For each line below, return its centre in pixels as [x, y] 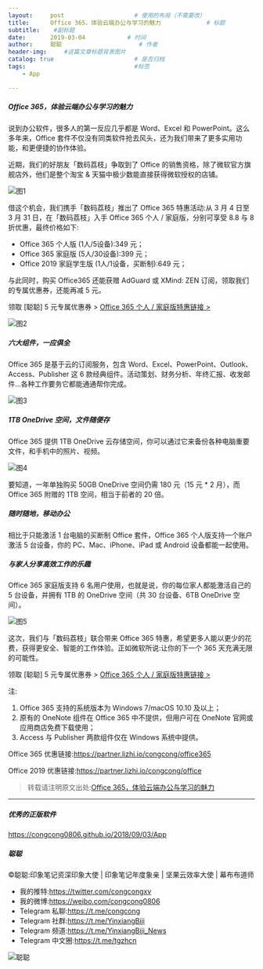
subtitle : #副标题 [41, 30]
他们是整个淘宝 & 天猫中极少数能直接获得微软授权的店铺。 [128, 174]
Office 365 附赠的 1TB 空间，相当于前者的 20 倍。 [88, 494]
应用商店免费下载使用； [57, 728]
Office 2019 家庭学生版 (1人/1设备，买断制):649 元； [103, 263]
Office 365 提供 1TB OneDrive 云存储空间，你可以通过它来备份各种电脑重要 [129, 441]
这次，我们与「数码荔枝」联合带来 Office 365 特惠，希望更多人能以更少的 [126, 638]
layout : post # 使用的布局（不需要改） [107, 15]
